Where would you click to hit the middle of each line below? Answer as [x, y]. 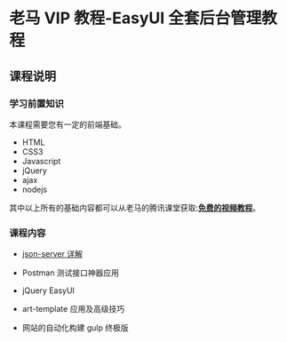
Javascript [41, 161]
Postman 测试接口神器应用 [71, 273]
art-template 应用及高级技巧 [73, 309]
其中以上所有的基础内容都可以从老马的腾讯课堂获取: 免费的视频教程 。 [135, 207]
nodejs [34, 189]
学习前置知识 [37, 103]
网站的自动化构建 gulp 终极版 [75, 328]
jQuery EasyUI [48, 290]
